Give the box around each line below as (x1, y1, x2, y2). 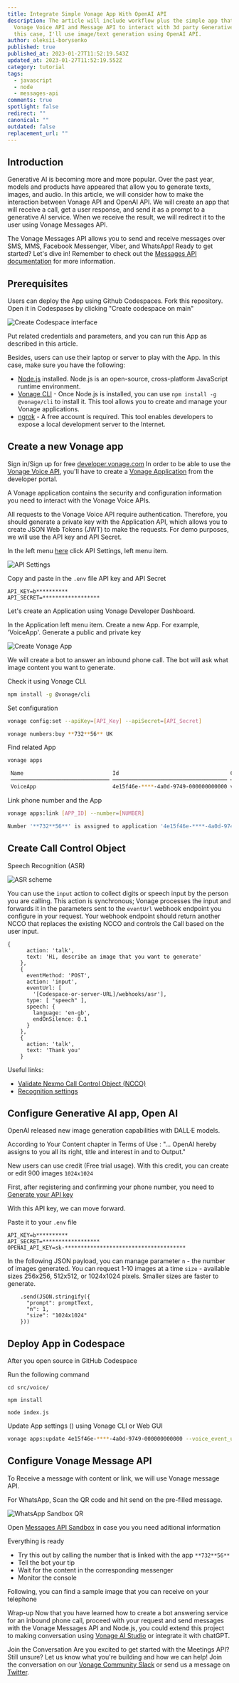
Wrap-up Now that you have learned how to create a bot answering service (7, 1608, 228, 1617)
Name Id (10, 770, 119, 777)
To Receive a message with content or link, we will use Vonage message (7, 1473, 220, 1483)
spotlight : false (7, 103, 59, 110)
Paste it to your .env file (7, 1218, 77, 1227)
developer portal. (7, 475, 58, 483)
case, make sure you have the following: (7, 361, 126, 369)
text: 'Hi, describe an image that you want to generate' (26, 953, 202, 960)
